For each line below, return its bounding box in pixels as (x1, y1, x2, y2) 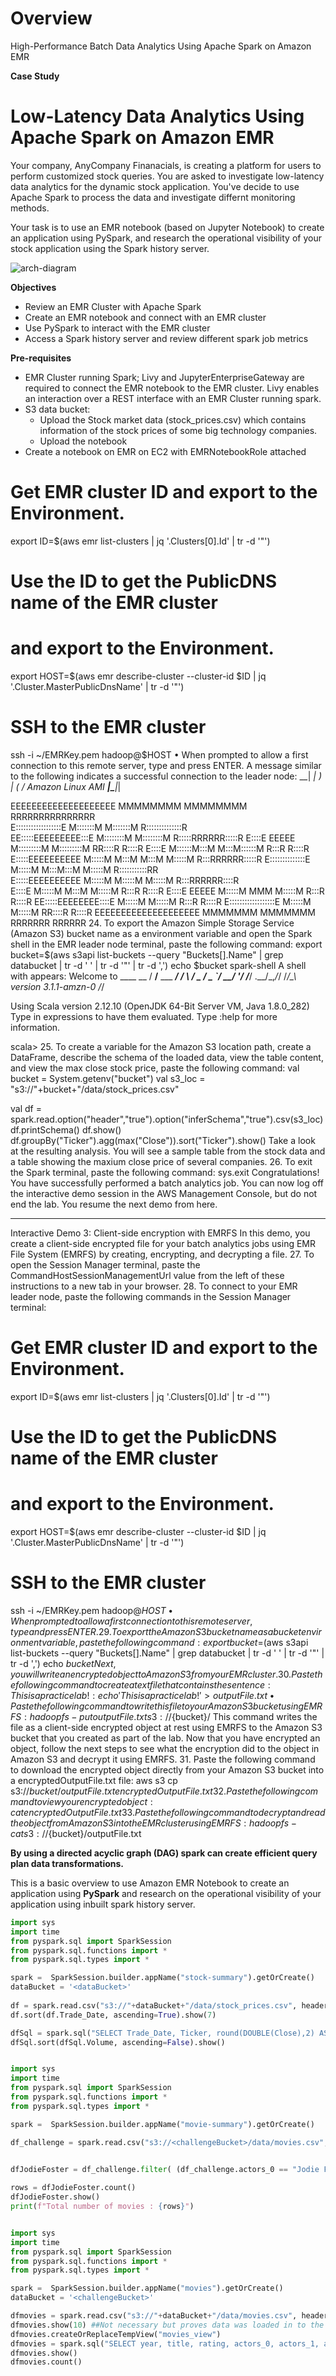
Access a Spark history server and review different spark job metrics (24, 332, 309, 344)
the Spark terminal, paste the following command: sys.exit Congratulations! (10, 1166, 320, 1178)
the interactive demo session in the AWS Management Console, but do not (10, 1187, 318, 1199)
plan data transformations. (10, 1857, 124, 1869)
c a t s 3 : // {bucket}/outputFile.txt (10, 1827, 142, 1839)
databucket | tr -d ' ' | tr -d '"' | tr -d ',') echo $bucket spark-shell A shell (10, 959, 307, 971)
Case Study (10, 70, 60, 82)
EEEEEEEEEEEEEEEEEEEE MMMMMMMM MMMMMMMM (10, 800, 248, 812)
